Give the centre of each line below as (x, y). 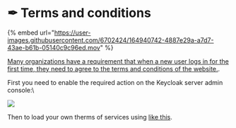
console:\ (21, 90)
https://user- (72, 33)
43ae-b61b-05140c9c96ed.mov (54, 47)
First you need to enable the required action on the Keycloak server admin (115, 82)
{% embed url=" (31, 33)
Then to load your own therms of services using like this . (90, 117)
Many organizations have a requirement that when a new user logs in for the (118, 61)
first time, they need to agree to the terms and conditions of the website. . (114, 69)
